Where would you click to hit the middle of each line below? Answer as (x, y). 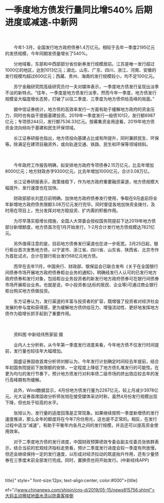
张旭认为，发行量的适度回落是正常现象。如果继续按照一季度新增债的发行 (86, 413)
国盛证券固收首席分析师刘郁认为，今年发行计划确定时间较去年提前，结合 (86, 361)
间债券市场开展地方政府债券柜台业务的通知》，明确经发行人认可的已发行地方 (81, 272)
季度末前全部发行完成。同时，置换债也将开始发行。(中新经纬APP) (83, 460)
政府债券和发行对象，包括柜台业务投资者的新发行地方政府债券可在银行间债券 (82, 278)
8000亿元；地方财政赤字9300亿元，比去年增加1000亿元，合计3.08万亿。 (79, 171)
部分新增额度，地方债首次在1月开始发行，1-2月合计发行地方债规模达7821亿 (80, 227)
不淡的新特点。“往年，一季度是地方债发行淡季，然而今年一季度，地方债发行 (81, 93)
